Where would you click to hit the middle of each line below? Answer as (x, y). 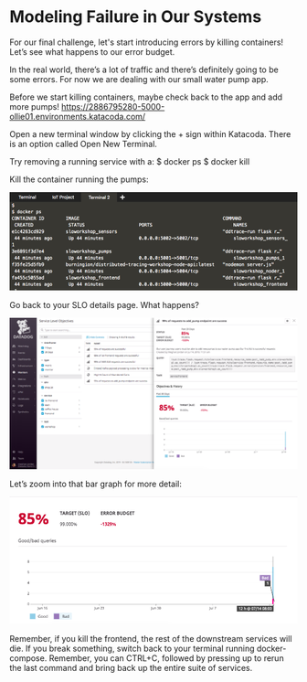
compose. (28, 658)
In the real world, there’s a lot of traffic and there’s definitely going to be (144, 69)
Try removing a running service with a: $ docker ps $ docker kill (130, 161)
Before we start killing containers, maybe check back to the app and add (146, 97)
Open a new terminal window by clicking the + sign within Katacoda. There (150, 133)
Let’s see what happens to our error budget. (92, 51)
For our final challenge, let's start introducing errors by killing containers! (147, 42)
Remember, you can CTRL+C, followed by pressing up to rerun (167, 658)
